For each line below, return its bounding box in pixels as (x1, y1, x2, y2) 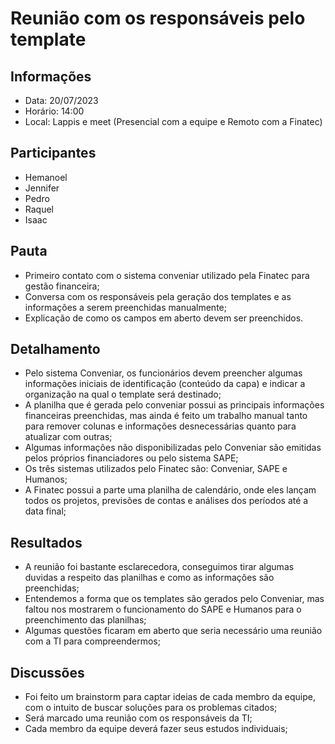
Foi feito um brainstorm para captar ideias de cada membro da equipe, (24, 691, 316, 703)
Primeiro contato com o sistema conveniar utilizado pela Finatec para (24, 269, 310, 281)
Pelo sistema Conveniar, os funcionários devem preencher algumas (24, 367, 303, 379)
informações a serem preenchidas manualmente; (24, 301, 227, 313)
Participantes (10, 145, 97, 162)
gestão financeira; (24, 280, 100, 292)
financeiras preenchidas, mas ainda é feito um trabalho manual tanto (24, 410, 308, 422)
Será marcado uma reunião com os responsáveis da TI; (24, 712, 253, 724)
